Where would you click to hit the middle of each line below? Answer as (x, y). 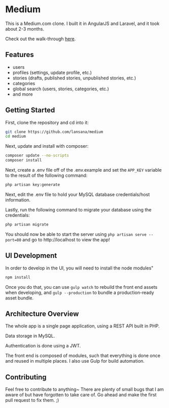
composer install (24, 160)
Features (20, 55)
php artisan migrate (27, 224)
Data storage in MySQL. (30, 336)
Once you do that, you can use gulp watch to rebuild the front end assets (81, 287)
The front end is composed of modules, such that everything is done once (83, 356)
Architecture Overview (42, 314)
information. (18, 200)
